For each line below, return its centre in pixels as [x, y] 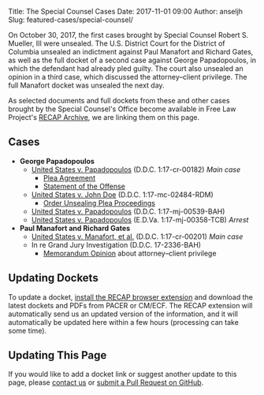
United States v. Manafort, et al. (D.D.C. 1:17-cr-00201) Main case [137, 237]
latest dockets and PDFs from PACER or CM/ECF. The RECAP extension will [130, 305]
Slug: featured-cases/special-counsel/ [71, 20]
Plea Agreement [69, 177]
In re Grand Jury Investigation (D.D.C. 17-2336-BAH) [116, 244]
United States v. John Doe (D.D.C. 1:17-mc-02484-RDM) [123, 194]
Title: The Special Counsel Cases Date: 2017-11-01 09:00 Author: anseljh [125, 11]
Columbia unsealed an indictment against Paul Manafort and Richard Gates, [131, 52]
